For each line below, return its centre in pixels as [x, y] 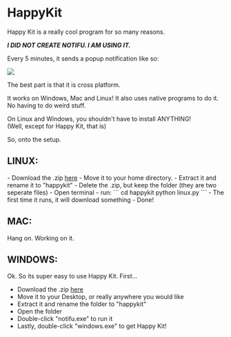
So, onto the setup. [34, 139]
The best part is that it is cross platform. [64, 85]
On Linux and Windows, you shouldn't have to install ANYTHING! [99, 119]
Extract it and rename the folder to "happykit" [82, 304]
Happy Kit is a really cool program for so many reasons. [86, 32]
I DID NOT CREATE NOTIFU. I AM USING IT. [69, 45]
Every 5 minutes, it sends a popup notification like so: [83, 58]
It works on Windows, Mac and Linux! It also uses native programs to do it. [113, 98]
